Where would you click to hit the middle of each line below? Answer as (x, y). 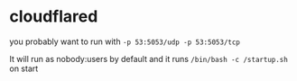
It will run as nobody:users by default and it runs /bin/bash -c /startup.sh (149, 58)
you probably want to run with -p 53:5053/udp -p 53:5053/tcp (125, 41)
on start (24, 68)
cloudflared (54, 17)
